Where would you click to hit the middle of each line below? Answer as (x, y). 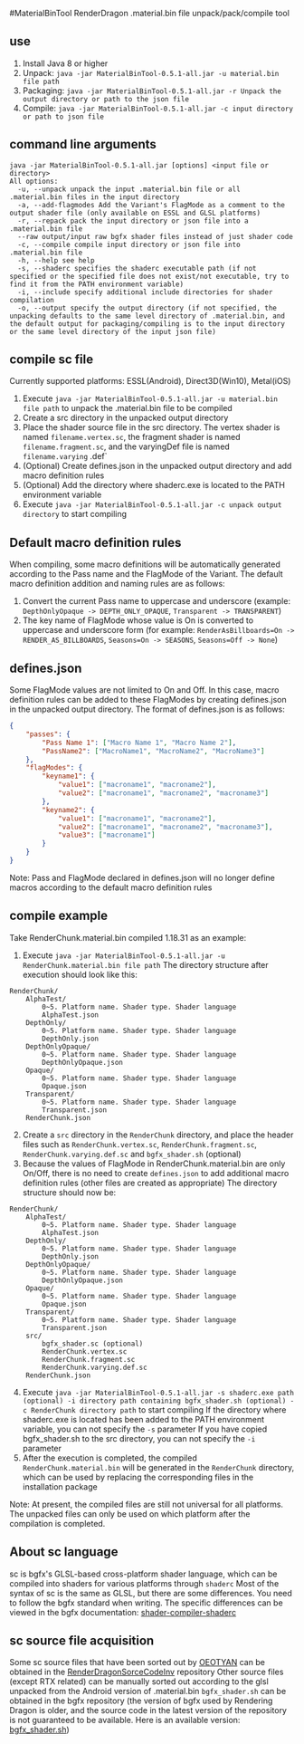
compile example (59, 916)
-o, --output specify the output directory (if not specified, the (147, 308)
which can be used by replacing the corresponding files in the (138, 1477)
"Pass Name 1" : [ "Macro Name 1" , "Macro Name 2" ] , (139, 743)
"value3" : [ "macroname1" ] (106, 835)
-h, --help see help (56, 260)
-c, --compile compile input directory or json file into (129, 244)
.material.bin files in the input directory (95, 197)
